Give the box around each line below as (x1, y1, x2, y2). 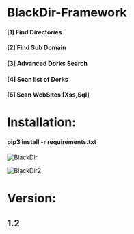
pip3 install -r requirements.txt (7, 137, 97, 145)
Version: (7, 190, 57, 206)
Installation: (7, 115, 77, 130)
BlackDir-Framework (7, 5, 128, 21)
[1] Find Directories (7, 27, 62, 36)
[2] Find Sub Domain (7, 43, 66, 52)
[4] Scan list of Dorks (7, 75, 68, 83)
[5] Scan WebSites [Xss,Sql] (7, 91, 90, 99)
